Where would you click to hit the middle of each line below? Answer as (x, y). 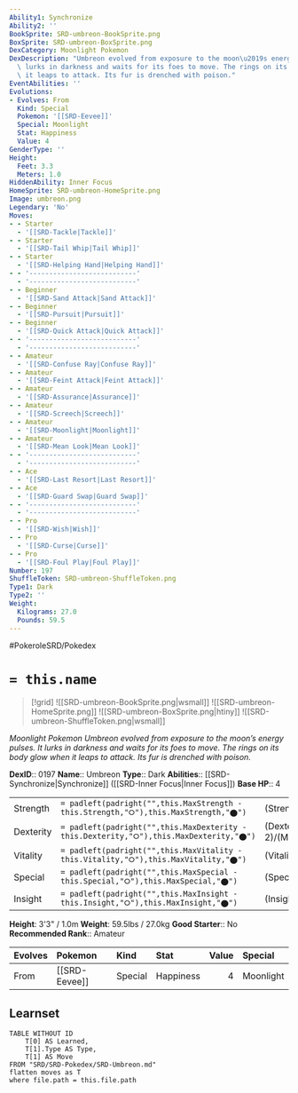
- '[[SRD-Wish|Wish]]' (59, 529)
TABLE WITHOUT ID (41, 1034)
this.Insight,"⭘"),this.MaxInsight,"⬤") (149, 903)
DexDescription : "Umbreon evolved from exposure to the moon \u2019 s (138, 59)
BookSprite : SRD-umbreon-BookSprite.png (85, 34)
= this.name (53, 680)
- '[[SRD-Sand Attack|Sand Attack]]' (87, 298)
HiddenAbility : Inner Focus (61, 183)
